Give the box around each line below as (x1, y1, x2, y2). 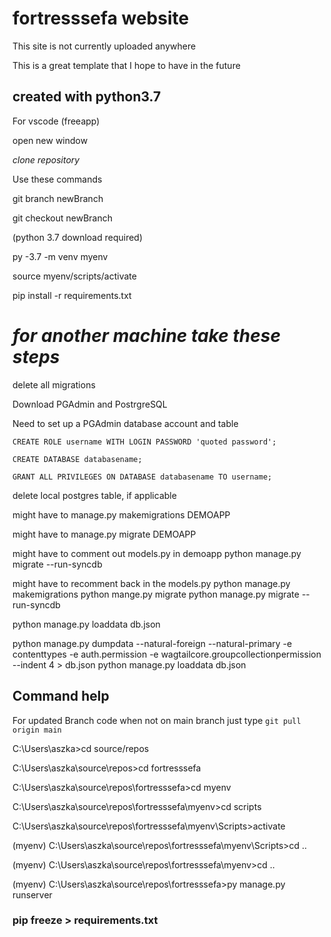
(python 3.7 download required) (12, 231, 144, 243)
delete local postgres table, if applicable (12, 489, 177, 501)
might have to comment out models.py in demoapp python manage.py (12, 547, 302, 559)
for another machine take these (12, 324, 281, 347)
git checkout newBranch (12, 212, 113, 224)
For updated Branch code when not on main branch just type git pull (12, 714, 302, 726)
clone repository (12, 153, 80, 166)
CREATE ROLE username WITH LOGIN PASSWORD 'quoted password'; (12, 437, 277, 447)
